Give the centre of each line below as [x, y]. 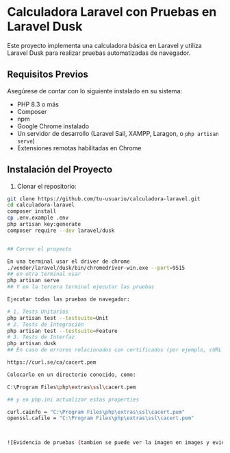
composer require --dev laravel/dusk [61, 231]
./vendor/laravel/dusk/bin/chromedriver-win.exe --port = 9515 [96, 268]
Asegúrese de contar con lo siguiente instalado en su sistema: [95, 91]
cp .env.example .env [38, 218]
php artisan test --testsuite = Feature [62, 331]
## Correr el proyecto [39, 249]
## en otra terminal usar [44, 274]
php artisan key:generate [44, 224]
